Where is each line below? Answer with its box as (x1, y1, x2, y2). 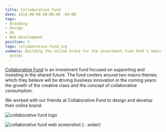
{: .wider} (82, 122, 101, 128)
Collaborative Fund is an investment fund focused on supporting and (5, 67, 145, 73)
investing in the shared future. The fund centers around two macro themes (5, 72, 157, 78)
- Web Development (5, 35, 43, 40)
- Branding (5, 21, 28, 26)
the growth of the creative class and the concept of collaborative (5, 83, 137, 88)
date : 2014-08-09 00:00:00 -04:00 (5, 12, 77, 17)
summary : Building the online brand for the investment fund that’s (5, 48, 149, 53)
